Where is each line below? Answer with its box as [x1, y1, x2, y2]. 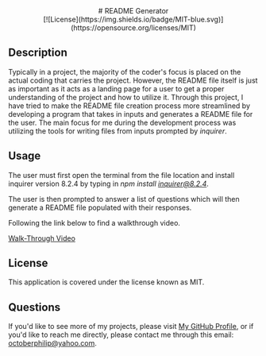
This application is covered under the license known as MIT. [8, 277, 205, 287]
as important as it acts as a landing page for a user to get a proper [8, 83, 225, 93]
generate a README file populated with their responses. [8, 203, 192, 212]
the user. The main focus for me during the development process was [8, 118, 237, 127]
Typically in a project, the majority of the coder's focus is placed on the [8, 67, 241, 76]
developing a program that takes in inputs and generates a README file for [8, 109, 253, 118]
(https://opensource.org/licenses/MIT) [70, 23, 197, 33]
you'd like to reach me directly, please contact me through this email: [8, 330, 234, 339]
